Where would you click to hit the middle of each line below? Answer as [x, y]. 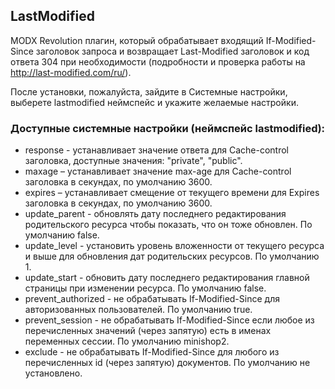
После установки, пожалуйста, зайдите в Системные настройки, [149, 91]
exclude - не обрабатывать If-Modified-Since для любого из [152, 352]
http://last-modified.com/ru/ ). [71, 72]
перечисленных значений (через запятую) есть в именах [148, 331]
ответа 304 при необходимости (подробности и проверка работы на [158, 61]
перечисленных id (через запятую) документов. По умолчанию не [167, 363]
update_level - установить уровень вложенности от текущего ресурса [174, 246]
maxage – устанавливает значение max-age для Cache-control [158, 171]
